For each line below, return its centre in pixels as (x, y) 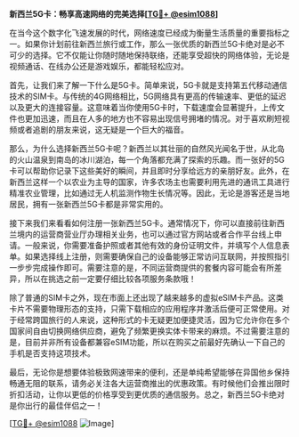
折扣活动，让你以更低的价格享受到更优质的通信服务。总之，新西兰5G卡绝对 (147, 394)
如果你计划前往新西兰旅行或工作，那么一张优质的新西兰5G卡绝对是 (147, 44)
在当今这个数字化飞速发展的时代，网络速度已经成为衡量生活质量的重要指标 (145, 33)
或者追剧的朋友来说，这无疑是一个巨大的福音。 (102, 129)
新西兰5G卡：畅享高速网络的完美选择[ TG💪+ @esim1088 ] (114, 14)
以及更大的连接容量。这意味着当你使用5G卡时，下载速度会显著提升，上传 (143, 107)
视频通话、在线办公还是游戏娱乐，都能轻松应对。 (99, 66)
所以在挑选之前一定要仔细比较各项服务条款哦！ (110, 279)
